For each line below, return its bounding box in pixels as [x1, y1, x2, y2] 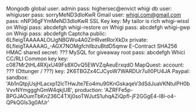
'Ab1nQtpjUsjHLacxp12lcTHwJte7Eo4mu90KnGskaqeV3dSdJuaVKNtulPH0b [6, 80, 190, 87]
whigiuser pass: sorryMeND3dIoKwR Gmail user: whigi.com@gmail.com [6, 11, 181, 18]
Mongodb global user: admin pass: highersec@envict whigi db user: [6, 5, 172, 12]
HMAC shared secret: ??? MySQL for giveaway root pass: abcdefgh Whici [6, 49, 185, 55]
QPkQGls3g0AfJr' [6, 99, 50, 106]
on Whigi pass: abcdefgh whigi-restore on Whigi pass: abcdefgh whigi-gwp [6, 24, 191, 31]
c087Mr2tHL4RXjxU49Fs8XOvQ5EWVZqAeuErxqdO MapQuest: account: [6, 61, 185, 68]
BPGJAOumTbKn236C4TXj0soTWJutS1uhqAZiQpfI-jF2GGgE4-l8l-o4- [6, 93, 177, 100]
